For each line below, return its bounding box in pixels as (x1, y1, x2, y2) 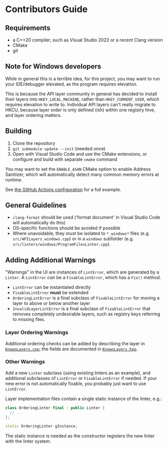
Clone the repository (12, 140, 55, 146)
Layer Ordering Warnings (5, 329, 69, 336)
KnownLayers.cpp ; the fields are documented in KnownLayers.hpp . (5, 346, 138, 352)
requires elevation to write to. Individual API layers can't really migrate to (5, 101, 156, 107)
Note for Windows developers (5, 62, 101, 71)
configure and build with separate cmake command (12, 156, 118, 162)
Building (5, 127, 32, 136)
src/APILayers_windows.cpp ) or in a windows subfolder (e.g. (12, 236, 134, 242)
